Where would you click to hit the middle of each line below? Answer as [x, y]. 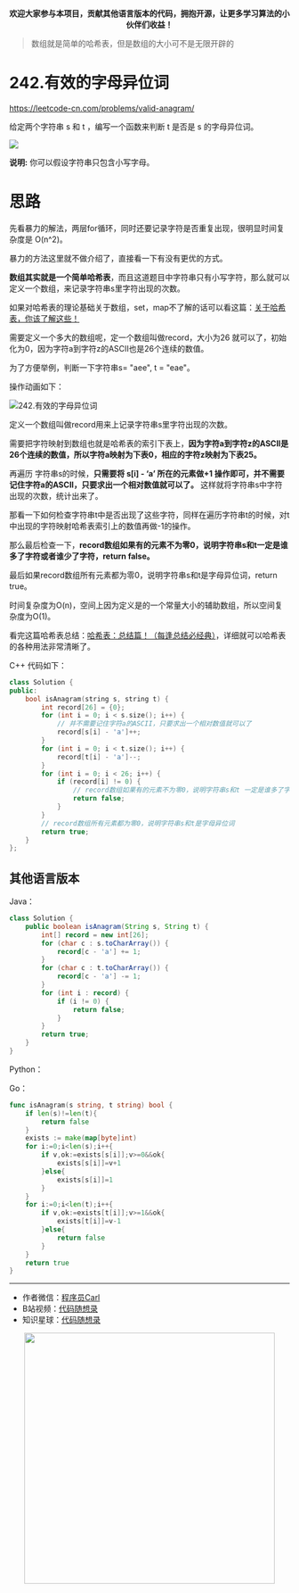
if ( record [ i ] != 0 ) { [99, 782]
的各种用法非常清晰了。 [52, 646]
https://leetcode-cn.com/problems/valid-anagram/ [102, 108]
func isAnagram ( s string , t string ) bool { [91, 1105]
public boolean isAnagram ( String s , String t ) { [117, 926]
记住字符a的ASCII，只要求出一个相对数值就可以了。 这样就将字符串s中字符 [146, 485]
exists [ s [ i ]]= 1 [85, 1180]
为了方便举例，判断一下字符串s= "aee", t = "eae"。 [102, 367]
